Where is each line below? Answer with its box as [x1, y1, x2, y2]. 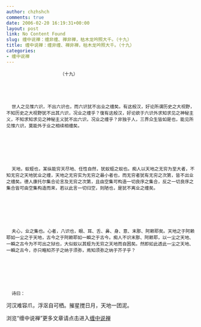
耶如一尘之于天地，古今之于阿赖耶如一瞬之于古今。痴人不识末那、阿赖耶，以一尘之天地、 [6, 235, 194, 241]
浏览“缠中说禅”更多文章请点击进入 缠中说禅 [6, 314, 111, 322]
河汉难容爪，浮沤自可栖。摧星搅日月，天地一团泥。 [6, 301, 133, 309]
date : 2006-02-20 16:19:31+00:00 [6, 20, 90, 26]
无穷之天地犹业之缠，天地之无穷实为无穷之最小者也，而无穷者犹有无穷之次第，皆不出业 [10, 172, 194, 178]
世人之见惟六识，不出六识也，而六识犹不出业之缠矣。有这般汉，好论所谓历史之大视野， [11, 103, 195, 110]
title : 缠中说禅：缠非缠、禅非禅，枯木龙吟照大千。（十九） [6, 43, 135, 49]
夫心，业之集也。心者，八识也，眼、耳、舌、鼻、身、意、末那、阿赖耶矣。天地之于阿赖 [11, 228, 195, 234]
